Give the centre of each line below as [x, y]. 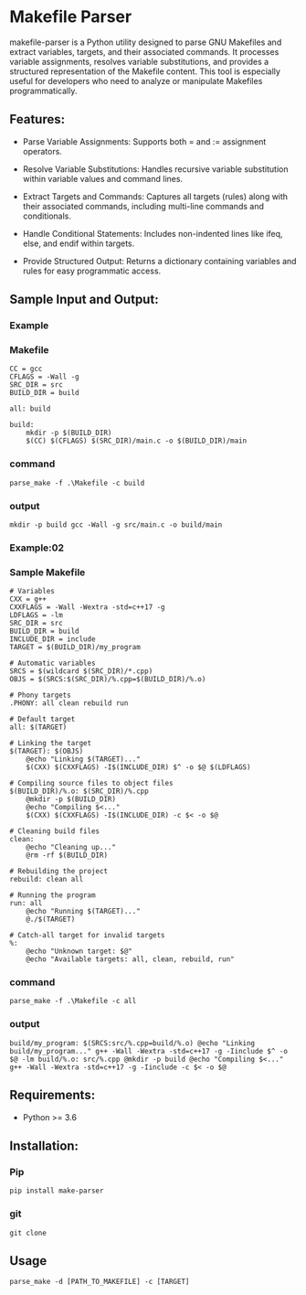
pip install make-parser [57, 1191]
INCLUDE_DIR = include [53, 639]
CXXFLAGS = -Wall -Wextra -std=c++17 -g [88, 607]
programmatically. [43, 91]
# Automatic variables [53, 664]
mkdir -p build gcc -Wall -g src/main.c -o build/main [116, 524]
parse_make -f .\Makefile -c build [77, 483]
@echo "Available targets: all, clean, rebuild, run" [130, 959]
